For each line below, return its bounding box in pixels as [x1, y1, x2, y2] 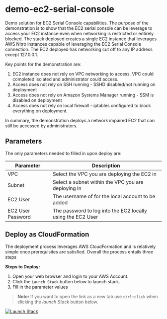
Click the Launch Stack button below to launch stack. [12, 278, 120, 284]
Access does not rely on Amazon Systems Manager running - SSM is [12, 92, 154, 98]
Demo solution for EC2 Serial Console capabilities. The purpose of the [5, 20, 149, 26]
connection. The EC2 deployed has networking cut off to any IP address [5, 46, 153, 52]
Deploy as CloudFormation [5, 230, 89, 239]
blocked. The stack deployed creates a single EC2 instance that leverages [5, 36, 157, 42]
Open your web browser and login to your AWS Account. [12, 273, 129, 279]
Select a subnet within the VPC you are [53, 178, 144, 185]
